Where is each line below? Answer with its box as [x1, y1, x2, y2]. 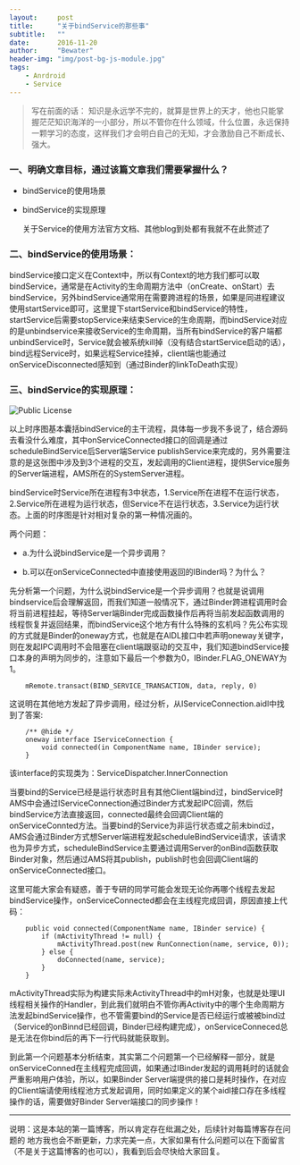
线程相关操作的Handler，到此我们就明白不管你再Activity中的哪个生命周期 [9, 999, 278, 1009]
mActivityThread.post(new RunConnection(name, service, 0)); [56, 940, 290, 949]
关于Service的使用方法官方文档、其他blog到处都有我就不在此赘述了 [21, 223, 271, 233]
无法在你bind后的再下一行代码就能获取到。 [16, 1032, 174, 1043]
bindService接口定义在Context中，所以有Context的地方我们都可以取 [9, 270, 261, 281]
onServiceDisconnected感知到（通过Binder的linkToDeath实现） [9, 359, 244, 370]
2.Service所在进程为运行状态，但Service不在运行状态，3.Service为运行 [9, 498, 272, 509]
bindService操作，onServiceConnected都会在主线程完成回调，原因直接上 [9, 895, 280, 906]
